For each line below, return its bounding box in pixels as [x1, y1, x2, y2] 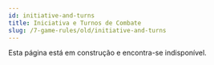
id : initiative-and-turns [8, 11, 95, 20]
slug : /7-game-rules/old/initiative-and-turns [8, 26, 167, 34]
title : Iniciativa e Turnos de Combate [8, 19, 142, 27]
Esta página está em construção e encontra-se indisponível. [8, 48, 207, 58]
